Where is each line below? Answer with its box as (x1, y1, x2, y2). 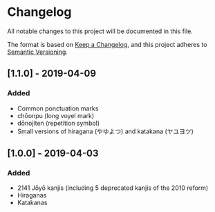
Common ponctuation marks (17, 104, 99, 113)
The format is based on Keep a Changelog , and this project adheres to (7, 40, 207, 48)
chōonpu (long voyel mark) (17, 111, 95, 119)
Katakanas (17, 198, 48, 207)
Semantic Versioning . (7, 48, 68, 56)
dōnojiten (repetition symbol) (17, 119, 100, 127)
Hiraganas (17, 191, 47, 200)
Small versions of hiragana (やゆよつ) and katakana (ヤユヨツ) (17, 127, 194, 135)
